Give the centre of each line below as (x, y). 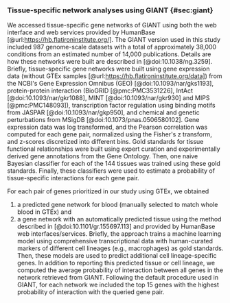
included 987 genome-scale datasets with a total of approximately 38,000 (112, 47)
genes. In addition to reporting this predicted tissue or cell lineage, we (116, 263)
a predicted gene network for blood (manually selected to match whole (117, 205)
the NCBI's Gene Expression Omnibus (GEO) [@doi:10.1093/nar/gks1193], (111, 84)
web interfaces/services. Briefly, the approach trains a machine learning (119, 234)
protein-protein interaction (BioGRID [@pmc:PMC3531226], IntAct (100, 90)
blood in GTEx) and (44, 212)
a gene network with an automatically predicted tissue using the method (119, 219)
